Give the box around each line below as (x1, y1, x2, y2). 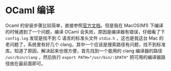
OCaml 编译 (5, 5, 55, 16)
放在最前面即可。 (9, 60, 46, 66)
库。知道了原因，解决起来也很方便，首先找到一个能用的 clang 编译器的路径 (5, 48, 162, 54)
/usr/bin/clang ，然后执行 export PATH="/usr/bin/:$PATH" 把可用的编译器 (5, 54, 161, 60)
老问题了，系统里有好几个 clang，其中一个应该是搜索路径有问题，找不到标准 (5, 41, 166, 47)
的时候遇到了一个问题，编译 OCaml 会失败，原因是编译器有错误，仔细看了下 (5, 28, 165, 34)
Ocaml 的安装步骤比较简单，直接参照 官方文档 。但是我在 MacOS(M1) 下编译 (5, 22, 163, 28)
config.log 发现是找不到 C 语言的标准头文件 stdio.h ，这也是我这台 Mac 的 (5, 35, 164, 41)
